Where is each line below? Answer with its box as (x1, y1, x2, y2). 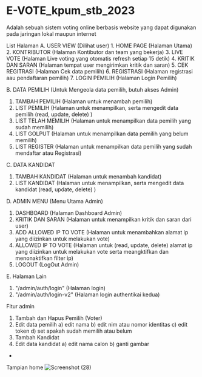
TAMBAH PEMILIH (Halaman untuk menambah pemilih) (15, 98, 153, 105)
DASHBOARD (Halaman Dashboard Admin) (15, 209, 123, 216)
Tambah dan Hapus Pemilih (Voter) (15, 314, 103, 322)
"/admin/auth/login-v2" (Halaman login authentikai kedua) (15, 291, 160, 298)
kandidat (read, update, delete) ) (15, 186, 96, 193)
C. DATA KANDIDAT (6, 161, 56, 168)
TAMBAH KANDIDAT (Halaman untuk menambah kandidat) (15, 172, 162, 180)
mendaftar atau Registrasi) (15, 149, 82, 157)
